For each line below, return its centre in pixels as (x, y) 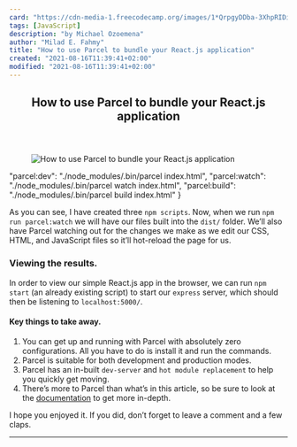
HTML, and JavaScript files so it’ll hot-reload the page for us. (120, 241)
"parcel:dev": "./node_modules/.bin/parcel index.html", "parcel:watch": (138, 176)
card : (19, 17)
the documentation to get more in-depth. (96, 397)
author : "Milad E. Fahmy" (57, 42)
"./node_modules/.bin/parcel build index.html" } (95, 195)
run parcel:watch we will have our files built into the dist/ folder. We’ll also (146, 221)
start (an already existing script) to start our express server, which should (144, 292)
